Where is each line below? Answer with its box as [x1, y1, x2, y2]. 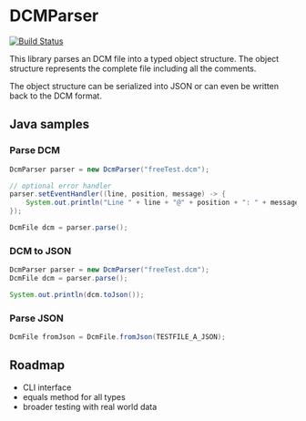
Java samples [9, 117, 89, 132]
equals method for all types [22, 391, 126, 402]
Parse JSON [9, 312, 64, 324]
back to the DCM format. [9, 90, 103, 101]
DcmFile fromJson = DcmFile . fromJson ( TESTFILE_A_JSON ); [9, 333, 226, 342]
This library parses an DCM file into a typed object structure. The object [9, 53, 280, 64]
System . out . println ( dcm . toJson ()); [9, 290, 145, 299]
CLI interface [22, 382, 72, 393]
